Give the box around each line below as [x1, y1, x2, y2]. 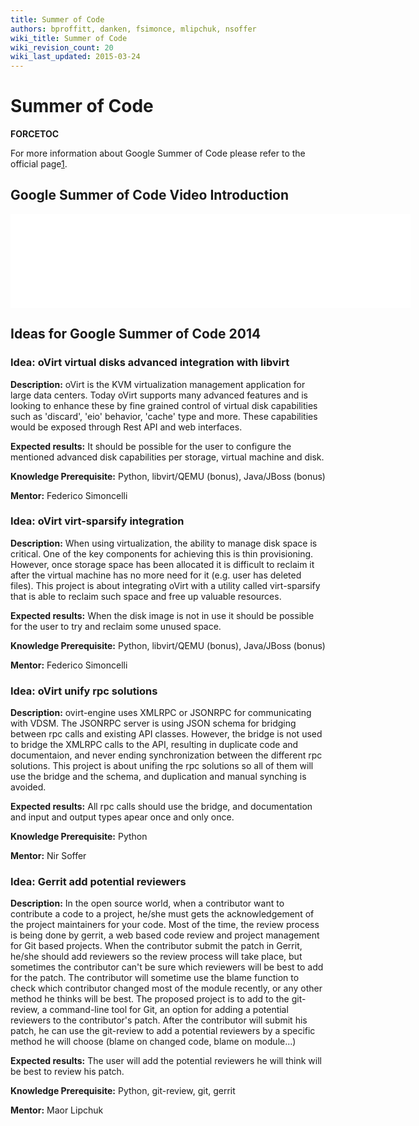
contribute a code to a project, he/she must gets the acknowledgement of [10, 908, 315, 920]
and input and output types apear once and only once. [10, 811, 235, 823]
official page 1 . [10, 158, 68, 170]
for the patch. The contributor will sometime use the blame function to [10, 972, 300, 984]
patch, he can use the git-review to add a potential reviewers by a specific [10, 1025, 316, 1037]
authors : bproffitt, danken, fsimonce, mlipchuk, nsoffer [10, 24, 257, 34]
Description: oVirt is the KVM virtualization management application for [10, 378, 306, 390]
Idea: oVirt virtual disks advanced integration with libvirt [10, 356, 290, 370]
